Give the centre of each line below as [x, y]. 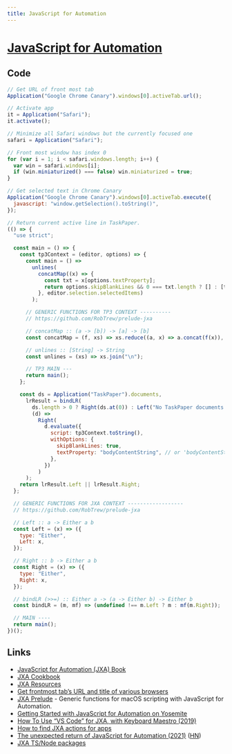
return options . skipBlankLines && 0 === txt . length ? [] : [130, 287]
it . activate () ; [29, 121]
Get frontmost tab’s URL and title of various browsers [93, 691]
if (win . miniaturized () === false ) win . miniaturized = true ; [103, 172]
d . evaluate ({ [62, 427]
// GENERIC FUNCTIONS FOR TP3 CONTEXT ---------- [98, 313]
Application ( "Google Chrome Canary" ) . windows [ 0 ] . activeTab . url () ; [105, 96]
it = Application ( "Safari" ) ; [49, 115]
